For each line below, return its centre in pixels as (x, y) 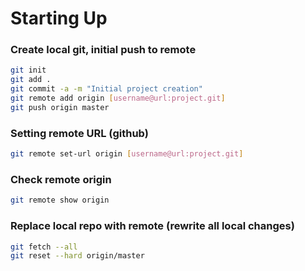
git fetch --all (44, 247)
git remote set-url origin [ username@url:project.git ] (127, 154)
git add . (31, 80)
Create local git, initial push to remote (103, 50)
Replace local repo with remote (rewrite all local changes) (152, 226)
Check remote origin (61, 179)
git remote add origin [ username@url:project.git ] (118, 98)
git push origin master (60, 107)
